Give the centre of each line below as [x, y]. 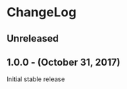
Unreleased [33, 38]
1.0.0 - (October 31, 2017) [63, 62]
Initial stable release [36, 79]
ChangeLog [42, 12]
